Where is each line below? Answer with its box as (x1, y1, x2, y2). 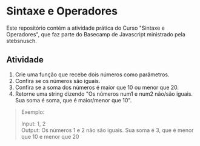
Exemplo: (21, 108, 45, 116)
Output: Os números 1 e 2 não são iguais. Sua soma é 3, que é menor (21, 126, 194, 134)
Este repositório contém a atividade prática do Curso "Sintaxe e (6, 24, 165, 32)
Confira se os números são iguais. (15, 77, 101, 84)
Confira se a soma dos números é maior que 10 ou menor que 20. (15, 84, 179, 91)
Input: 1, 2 (21, 120, 46, 127)
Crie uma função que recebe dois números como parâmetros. (15, 71, 170, 78)
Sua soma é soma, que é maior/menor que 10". (15, 96, 132, 104)
